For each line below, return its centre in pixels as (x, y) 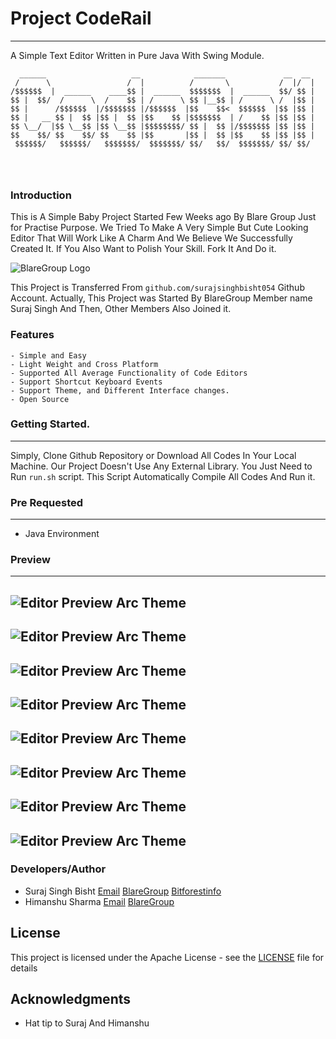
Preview (30, 560)
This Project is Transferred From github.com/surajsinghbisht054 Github (157, 288)
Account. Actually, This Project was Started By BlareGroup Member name (161, 298)
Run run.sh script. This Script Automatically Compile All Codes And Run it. (163, 476)
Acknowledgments (71, 999)
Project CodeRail (81, 18)
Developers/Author (58, 869)
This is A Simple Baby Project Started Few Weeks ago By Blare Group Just (163, 217)
